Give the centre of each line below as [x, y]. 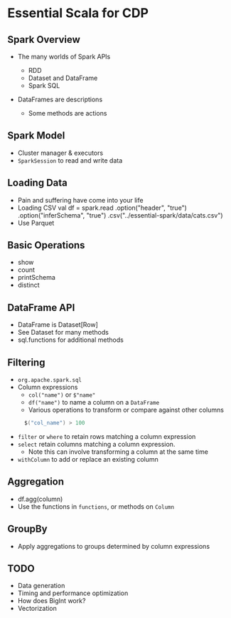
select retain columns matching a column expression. [96, 444]
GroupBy [27, 529]
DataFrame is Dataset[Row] [58, 325]
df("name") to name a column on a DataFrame [94, 402]
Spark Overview [44, 40]
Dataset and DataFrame [63, 78]
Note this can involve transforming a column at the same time [118, 452]
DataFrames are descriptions [60, 99]
